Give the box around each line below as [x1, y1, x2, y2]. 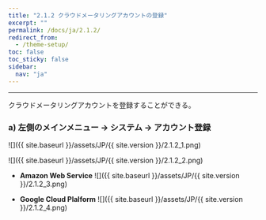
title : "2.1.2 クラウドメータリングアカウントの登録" [8, 11, 168, 20]
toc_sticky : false [8, 56, 69, 64]
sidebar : [8, 63, 37, 71]
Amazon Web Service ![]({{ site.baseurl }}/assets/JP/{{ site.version [19, 170, 240, 180]
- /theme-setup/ [15, 41, 69, 49]
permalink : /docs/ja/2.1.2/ [8, 26, 101, 34]
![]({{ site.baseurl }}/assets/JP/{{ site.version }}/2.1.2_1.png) [8, 140, 202, 150]
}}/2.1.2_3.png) [19, 179, 68, 188]
